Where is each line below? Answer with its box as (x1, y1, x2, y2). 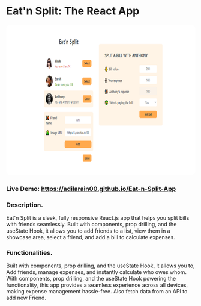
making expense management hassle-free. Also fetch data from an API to (6, 288, 188, 295)
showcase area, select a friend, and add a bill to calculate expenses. (6, 234, 175, 241)
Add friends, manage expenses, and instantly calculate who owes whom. (6, 269, 187, 276)
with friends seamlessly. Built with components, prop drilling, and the (6, 221, 177, 228)
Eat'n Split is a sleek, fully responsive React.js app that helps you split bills (6, 214, 190, 222)
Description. (6, 201, 43, 209)
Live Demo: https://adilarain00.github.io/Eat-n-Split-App (6, 184, 176, 193)
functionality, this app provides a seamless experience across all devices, (6, 281, 188, 289)
